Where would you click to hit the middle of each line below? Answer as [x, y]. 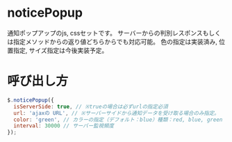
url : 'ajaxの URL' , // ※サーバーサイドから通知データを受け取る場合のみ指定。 [117, 113]
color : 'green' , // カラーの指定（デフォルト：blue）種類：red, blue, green [118, 120]
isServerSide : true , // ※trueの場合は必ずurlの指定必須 [91, 106]
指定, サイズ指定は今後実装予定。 [60, 50]
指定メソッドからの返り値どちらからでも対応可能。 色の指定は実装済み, [115, 41]
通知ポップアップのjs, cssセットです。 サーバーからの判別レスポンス [105, 33]
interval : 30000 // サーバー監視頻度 [64, 126]
